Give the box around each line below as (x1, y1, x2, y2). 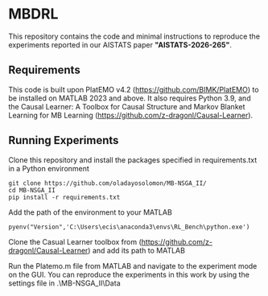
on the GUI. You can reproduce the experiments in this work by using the (8, 269, 249, 279)
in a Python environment (8, 163, 90, 173)
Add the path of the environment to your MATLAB (8, 207, 173, 217)
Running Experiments (8, 134, 119, 147)
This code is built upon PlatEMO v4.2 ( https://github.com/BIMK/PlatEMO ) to (8, 84, 259, 94)
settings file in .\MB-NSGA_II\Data (8, 278, 121, 288)
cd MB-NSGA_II (8, 186, 56, 194)
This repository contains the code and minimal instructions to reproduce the (8, 31, 260, 41)
